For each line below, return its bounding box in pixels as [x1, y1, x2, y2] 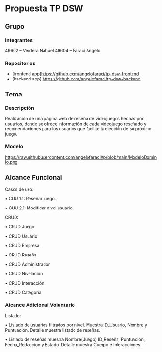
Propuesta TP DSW [5, 3, 83, 14]
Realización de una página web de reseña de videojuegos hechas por [5, 115, 144, 121]
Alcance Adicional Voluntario [5, 302, 75, 308]
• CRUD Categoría [5, 289, 42, 295]
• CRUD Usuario [5, 233, 38, 239]
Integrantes [5, 37, 33, 44]
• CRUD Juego [5, 224, 35, 229]
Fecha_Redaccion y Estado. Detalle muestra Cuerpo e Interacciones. [5, 342, 142, 348]
